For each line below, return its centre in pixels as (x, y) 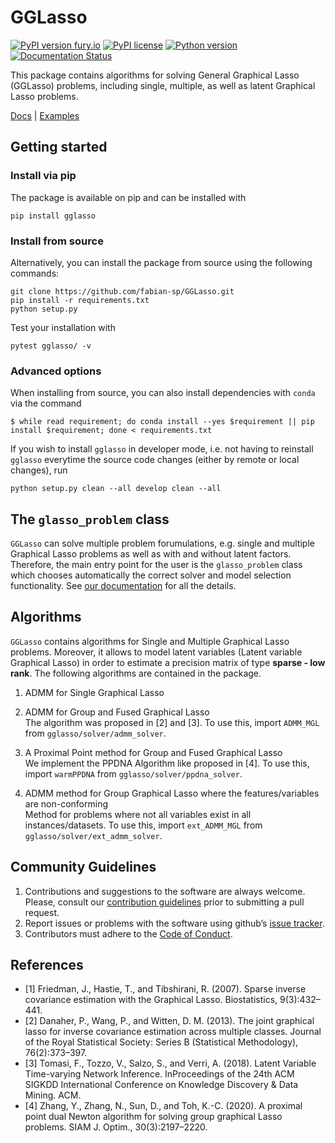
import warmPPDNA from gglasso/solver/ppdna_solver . (133, 773)
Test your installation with (63, 327)
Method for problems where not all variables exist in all (138, 814)
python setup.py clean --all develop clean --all (116, 489)
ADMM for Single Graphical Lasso (94, 692)
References (47, 965)
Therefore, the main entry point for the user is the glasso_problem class (156, 565)
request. (42, 912)
